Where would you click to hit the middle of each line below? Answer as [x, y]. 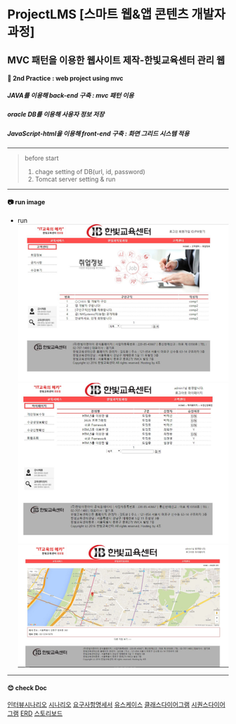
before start [41, 158]
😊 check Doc [27, 688]
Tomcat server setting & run [75, 179]
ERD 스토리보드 [41, 713]
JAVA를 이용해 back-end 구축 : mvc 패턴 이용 [71, 95]
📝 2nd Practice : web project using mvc [65, 79]
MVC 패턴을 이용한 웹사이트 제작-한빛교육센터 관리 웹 [116, 60]
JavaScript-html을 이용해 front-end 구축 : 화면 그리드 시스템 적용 [98, 133]
